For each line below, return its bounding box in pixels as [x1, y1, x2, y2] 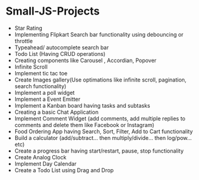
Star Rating [14, 24, 43, 32]
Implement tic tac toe [14, 69, 68, 77]
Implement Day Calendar [14, 160, 77, 167]
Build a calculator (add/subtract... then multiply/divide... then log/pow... [14, 134, 192, 141]
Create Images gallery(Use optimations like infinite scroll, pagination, [14, 76, 187, 83]
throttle [14, 37, 33, 44]
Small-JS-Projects [5, 4, 100, 18]
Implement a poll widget [14, 89, 75, 96]
